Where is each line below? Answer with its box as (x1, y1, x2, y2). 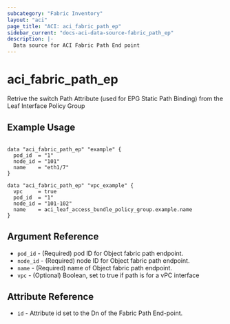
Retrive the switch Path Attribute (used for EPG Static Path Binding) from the (7, 94, 224, 102)
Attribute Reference (7, 290, 94, 303)
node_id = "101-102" (13, 200, 72, 207)
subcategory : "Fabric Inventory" (7, 10, 103, 17)
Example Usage (7, 122, 76, 133)
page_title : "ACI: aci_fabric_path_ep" (7, 23, 122, 30)
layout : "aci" (7, 17, 48, 23)
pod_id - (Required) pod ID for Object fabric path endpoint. (17, 249, 184, 257)
